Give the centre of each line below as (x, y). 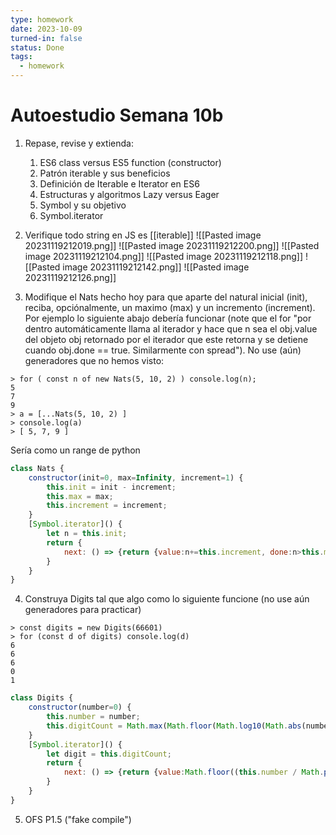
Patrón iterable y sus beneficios (105, 173)
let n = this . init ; (87, 534)
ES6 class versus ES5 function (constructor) (130, 162)
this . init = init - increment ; (111, 487)
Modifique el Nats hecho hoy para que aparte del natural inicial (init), (166, 297)
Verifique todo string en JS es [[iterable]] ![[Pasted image (143, 235)
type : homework (42, 19)
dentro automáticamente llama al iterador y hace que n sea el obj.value (171, 328)
